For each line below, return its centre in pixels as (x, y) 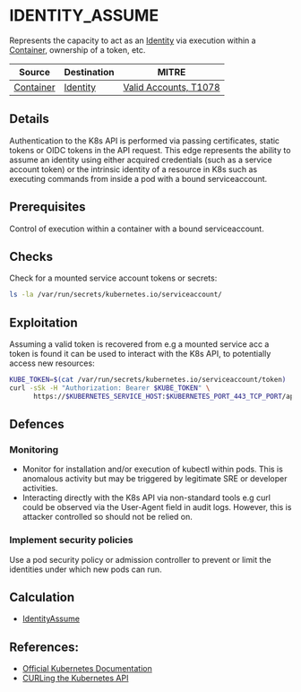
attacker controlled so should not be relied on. (107, 517)
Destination (89, 72)
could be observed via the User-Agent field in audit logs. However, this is (157, 507)
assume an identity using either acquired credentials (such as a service (141, 160)
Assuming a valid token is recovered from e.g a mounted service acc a (139, 344)
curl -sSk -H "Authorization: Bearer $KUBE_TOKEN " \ (110, 388)
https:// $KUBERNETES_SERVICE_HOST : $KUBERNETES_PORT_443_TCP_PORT (157, 396)
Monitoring (34, 450)
